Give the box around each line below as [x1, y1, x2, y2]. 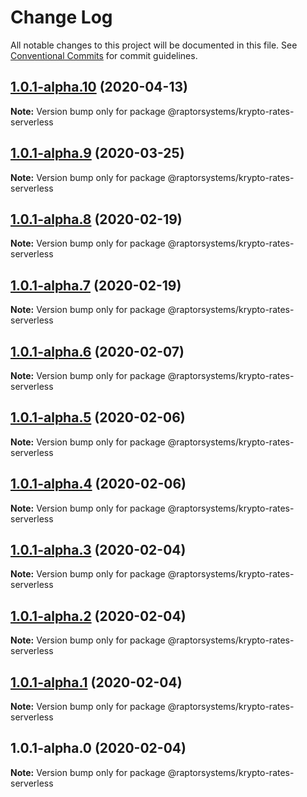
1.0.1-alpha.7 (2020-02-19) [10, 277, 182, 294]
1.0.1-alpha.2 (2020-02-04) [10, 607, 187, 625]
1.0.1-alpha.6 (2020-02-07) [10, 343, 185, 360]
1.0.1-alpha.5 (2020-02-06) [10, 409, 186, 426]
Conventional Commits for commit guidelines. [10, 49, 198, 61]
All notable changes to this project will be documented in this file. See [10, 39, 298, 51]
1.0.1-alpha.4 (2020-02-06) [10, 476, 187, 493]
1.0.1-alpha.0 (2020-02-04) [10, 740, 187, 757]
